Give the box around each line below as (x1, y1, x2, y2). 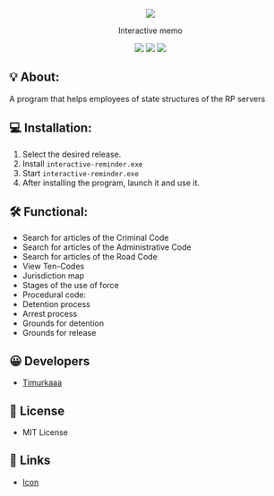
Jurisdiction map (21, 270, 85, 281)
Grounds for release (21, 328, 97, 338)
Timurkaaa (21, 377, 63, 389)
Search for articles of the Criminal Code (21, 233, 169, 244)
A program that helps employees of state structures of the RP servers (9, 93, 266, 104)
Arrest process (21, 309, 78, 320)
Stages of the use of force (21, 280, 119, 291)
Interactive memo (117, 25, 184, 36)
